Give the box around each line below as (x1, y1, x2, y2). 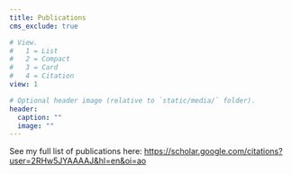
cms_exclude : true (9, 22, 78, 31)
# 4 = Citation (9, 71, 75, 81)
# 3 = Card (9, 63, 59, 72)
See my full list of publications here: (9, 146, 142, 157)
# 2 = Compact (9, 55, 70, 64)
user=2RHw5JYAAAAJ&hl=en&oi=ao (9, 155, 147, 167)
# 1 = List (9, 46, 59, 55)
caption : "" (17, 113, 63, 122)
